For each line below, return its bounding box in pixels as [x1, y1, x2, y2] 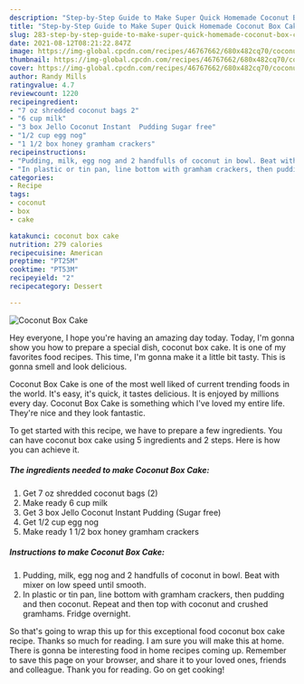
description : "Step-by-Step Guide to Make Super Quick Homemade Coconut [9, 13, 290, 23]
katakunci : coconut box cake [9, 232, 119, 241]
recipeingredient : [9, 97, 79, 107]
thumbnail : [9, 55, 51, 64]
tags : [9, 190, 30, 199]
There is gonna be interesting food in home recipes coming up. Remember [9, 644, 287, 656]
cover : [9, 64, 34, 73]
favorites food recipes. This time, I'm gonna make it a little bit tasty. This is [9, 351, 286, 362]
